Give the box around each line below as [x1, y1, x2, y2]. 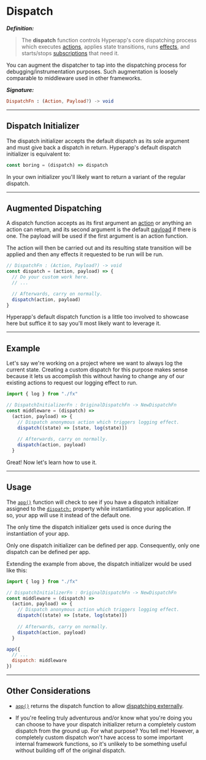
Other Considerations [6, 686, 91, 696]
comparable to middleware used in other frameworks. [6, 74, 142, 82]
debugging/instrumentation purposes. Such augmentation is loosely [6, 67, 178, 75]
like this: [6, 566, 28, 574]
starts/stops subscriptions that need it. [21, 49, 120, 56]
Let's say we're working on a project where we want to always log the [6, 360, 183, 367]
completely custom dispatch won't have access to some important [15, 734, 184, 741]
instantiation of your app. [6, 530, 70, 537]
